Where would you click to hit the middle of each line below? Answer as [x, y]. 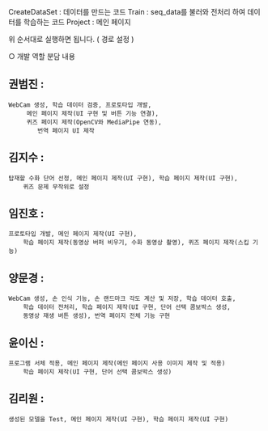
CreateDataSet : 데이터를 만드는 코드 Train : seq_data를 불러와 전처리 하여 [127, 12]
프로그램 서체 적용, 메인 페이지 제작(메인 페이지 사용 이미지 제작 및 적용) [117, 363]
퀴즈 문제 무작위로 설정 [56, 187]
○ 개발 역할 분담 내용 [42, 56]
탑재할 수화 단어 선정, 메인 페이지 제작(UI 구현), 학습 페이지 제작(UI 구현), [123, 178]
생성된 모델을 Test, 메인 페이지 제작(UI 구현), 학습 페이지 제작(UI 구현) [119, 419]
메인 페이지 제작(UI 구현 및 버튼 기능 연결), [93, 113]
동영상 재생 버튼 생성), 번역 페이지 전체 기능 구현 [97, 316]
